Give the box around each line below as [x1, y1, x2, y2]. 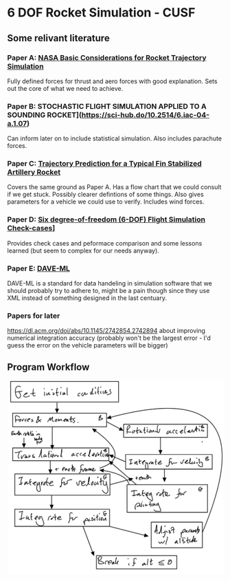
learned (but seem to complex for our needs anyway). [7, 246, 159, 255]
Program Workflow [7, 361, 90, 373]
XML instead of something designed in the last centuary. [7, 294, 167, 302]
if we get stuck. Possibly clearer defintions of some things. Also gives [7, 191, 204, 199]
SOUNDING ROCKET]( [7, 110, 82, 120]
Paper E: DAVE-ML [7, 264, 71, 273]
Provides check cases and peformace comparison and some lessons [7, 239, 203, 247]
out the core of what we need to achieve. [7, 84, 124, 92]
